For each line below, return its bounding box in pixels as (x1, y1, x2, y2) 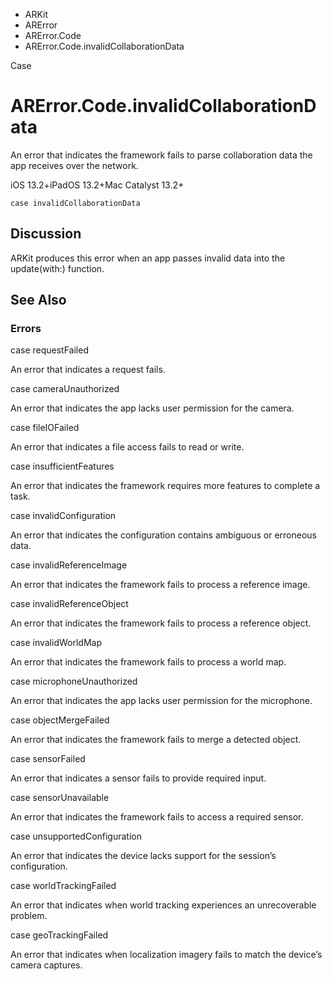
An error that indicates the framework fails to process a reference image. (10, 579, 311, 591)
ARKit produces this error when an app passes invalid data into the (10, 252, 286, 264)
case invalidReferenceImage (10, 559, 128, 571)
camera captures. (10, 959, 83, 971)
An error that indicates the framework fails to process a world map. (10, 656, 287, 668)
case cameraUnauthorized (10, 383, 120, 395)
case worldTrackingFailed (10, 880, 117, 892)
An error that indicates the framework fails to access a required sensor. (10, 811, 304, 823)
